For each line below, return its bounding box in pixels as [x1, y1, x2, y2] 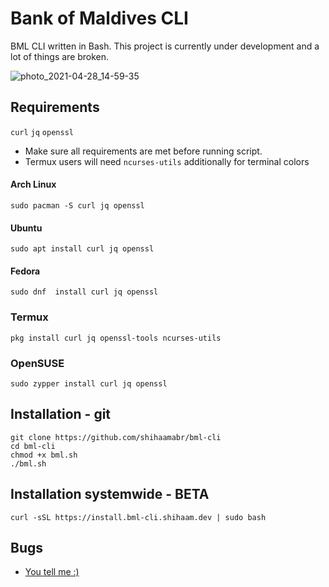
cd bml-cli [10, 441, 56, 451]
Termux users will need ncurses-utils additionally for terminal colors [24, 155, 310, 167]
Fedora [10, 265, 41, 277]
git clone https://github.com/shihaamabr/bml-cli [10, 432, 222, 442]
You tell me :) [24, 566, 80, 578]
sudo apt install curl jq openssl [10, 244, 155, 254]
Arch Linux [10, 178, 57, 191]
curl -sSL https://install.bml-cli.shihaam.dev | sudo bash [10, 512, 267, 522]
